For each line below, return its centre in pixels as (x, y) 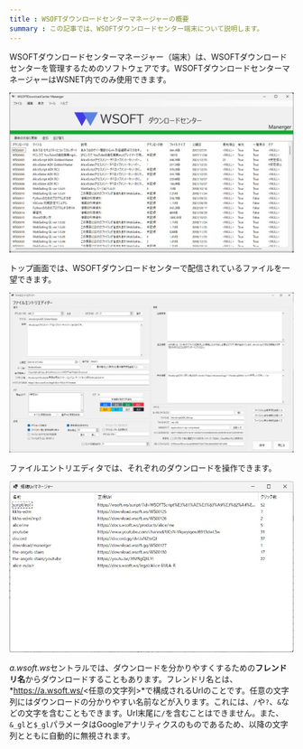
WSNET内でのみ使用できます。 (114, 79)
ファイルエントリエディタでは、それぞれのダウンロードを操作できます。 (143, 468)
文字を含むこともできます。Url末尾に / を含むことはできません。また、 (154, 713)
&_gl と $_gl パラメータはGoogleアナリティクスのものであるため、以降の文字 (149, 725)
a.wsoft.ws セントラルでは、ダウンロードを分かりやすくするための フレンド (148, 668)
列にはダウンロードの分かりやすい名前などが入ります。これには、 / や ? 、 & (146, 702)
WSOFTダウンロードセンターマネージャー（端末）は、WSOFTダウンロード (148, 56)
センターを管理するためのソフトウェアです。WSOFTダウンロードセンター (146, 68)
